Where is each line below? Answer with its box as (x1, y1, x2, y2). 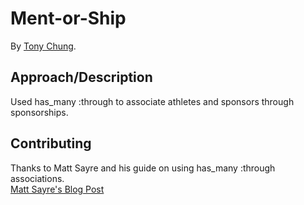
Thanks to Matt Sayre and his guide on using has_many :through (10, 162, 276, 174)
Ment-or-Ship (10, 7, 127, 30)
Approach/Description (10, 69, 153, 86)
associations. (10, 172, 65, 184)
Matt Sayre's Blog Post (10, 183, 105, 195)
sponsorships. (10, 106, 69, 118)
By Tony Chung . (10, 40, 77, 52)
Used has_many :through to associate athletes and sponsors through (10, 95, 295, 107)
